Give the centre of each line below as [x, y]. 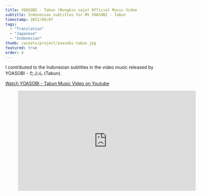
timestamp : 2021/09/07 [29, 19]
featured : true [21, 48]
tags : [11, 24]
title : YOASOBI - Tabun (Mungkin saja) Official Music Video [71, 10]
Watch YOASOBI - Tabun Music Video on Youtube [57, 83]
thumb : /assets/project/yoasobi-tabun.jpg [51, 43]
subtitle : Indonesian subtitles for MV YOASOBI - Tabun [65, 15]
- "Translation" [27, 29]
